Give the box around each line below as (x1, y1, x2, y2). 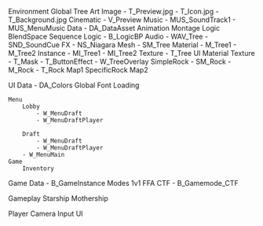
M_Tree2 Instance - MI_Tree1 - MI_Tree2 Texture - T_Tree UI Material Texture (8, 49, 255, 57)
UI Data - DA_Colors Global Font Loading (8, 80, 140, 90)
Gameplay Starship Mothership (8, 194, 108, 203)
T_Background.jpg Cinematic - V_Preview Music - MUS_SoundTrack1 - (8, 15, 236, 24)
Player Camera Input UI (8, 209, 84, 218)
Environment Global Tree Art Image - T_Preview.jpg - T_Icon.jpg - (8, 7, 219, 16)
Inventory (22, 165, 55, 172)
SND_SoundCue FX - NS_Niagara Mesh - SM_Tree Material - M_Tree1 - (8, 40, 237, 50)
